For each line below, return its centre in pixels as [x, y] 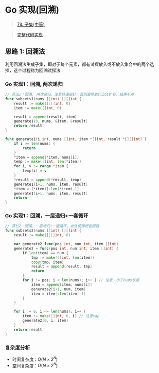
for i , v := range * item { [41, 166]
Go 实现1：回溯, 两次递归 [34, 84]
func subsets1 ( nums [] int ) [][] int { [43, 99]
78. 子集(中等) [31, 24]
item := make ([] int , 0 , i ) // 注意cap [61, 316]
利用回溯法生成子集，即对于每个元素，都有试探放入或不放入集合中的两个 [77, 64]
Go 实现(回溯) [32, 10]
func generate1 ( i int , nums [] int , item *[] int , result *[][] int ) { [76, 139]
